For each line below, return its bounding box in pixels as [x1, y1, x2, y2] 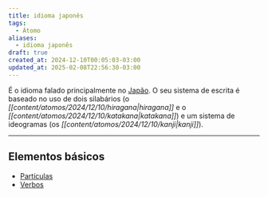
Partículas [19, 171, 53, 180]
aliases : [8, 33, 37, 42]
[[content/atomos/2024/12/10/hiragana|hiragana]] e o [8, 102, 187, 112]
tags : [8, 19, 26, 27]
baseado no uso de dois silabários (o [8, 93, 130, 104]
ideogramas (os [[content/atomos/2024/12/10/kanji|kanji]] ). [8, 119, 203, 128]
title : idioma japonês [8, 11, 84, 20]
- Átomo [15, 26, 41, 34]
